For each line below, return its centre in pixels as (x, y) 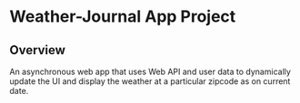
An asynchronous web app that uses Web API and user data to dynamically (150, 71)
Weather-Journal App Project (123, 17)
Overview (38, 50)
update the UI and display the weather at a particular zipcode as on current (150, 81)
